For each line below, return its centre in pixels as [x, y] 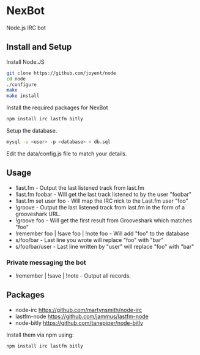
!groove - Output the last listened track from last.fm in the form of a [100, 207]
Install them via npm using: [40, 335]
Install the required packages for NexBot [57, 107]
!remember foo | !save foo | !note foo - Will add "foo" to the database [102, 233]
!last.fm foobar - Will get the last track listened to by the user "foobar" [103, 194]
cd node [16, 79]
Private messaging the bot [46, 262]
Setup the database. [32, 131]
